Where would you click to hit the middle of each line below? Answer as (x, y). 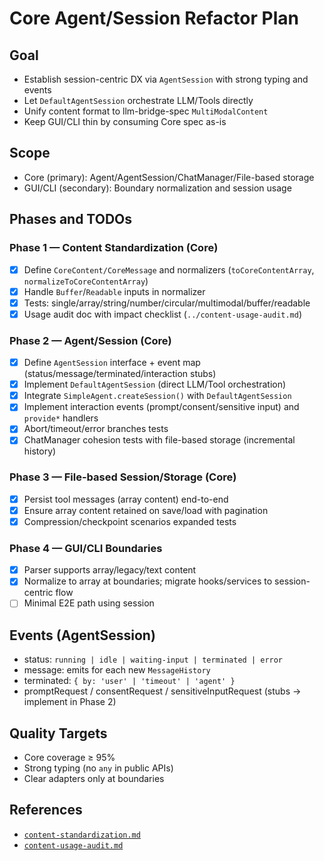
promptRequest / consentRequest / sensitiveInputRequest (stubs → (162, 691)
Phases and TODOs (70, 219)
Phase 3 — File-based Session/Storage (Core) (123, 477)
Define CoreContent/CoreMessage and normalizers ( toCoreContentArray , (169, 269)
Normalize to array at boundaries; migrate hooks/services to (148, 581)
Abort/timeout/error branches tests (96, 429)
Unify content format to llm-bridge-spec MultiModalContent (146, 111)
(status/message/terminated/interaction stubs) (120, 374)
